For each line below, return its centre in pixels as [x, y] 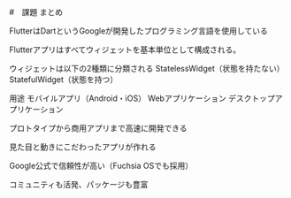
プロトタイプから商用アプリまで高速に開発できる [98, 128]
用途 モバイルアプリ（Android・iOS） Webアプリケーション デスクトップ [142, 98]
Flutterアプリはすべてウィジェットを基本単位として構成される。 [125, 49]
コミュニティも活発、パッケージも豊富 [79, 184]
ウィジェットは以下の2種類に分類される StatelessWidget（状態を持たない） [147, 69]
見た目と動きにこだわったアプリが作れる [83, 147]
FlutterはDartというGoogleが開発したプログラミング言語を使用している [138, 31]
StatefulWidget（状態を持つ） [64, 80]
